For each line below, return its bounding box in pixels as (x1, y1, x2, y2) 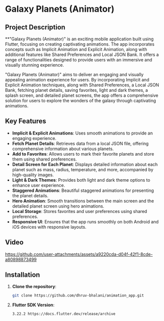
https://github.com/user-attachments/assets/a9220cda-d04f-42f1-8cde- (5, 251, 153, 257)
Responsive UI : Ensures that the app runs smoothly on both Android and (12, 218, 159, 224)
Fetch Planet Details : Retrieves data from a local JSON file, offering (12, 140, 149, 146)
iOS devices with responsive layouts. (12, 224, 87, 230)
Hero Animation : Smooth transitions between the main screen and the (12, 198, 154, 204)
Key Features (5, 117, 47, 126)
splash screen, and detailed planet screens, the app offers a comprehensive (5, 92, 159, 98)
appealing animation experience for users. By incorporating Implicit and (5, 77, 149, 82)
